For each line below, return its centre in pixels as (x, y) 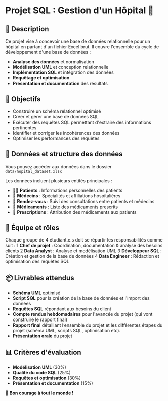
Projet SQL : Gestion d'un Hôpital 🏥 (80, 10)
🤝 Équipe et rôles (32, 228)
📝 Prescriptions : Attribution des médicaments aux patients (74, 212)
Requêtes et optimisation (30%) (47, 378)
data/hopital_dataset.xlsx (34, 171)
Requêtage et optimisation (41, 78)
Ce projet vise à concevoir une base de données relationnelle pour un (78, 41)
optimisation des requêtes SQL (37, 262)
